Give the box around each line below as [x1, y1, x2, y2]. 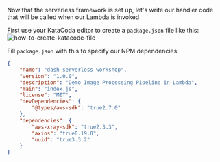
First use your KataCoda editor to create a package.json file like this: [7, 27, 199, 34]
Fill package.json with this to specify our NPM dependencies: [7, 47, 180, 55]
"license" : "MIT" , [19, 92, 72, 98]
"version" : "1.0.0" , [19, 72, 78, 79]
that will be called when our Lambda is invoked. [7, 13, 142, 21]
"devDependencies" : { [19, 98, 81, 105]
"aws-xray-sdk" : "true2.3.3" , [32, 123, 118, 131]
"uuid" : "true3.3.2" [32, 136, 90, 143]
